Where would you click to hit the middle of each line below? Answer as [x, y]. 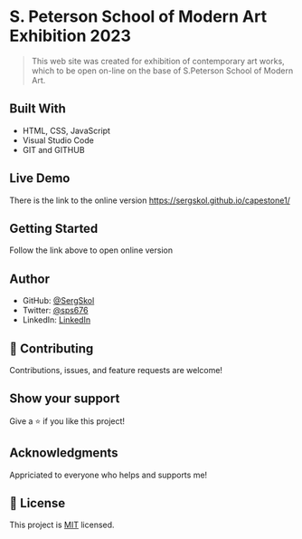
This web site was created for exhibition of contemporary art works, [158, 61]
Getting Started [54, 228]
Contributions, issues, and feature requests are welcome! [116, 370]
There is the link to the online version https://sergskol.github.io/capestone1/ [150, 200]
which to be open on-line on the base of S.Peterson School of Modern [162, 71]
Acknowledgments [64, 453]
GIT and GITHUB [53, 149]
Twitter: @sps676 [55, 311]
